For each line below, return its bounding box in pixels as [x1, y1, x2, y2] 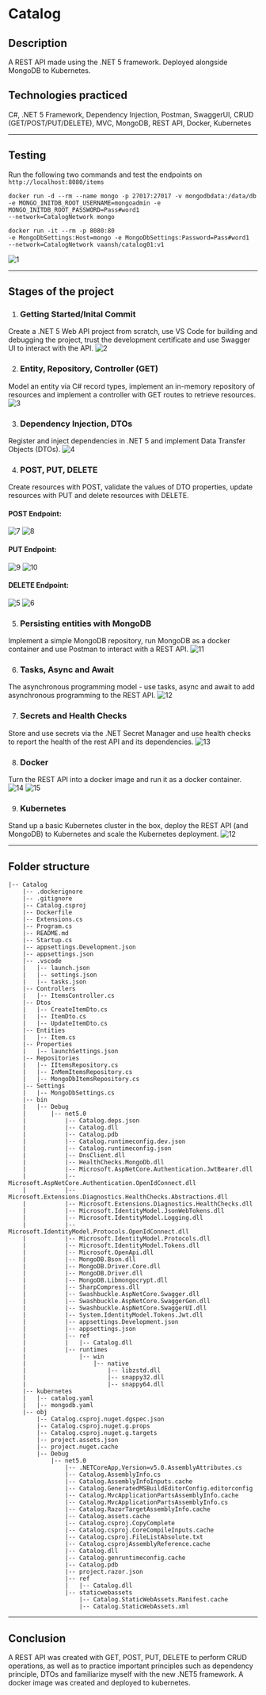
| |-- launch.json [22, 964, 90, 972]
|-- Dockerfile [22, 909, 73, 917]
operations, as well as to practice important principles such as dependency [8, 1661, 253, 1670]
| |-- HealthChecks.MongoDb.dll [22, 1159, 165, 1167]
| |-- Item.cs [22, 1033, 77, 1041]
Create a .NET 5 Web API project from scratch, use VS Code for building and [8, 327, 258, 336]
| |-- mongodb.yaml [22, 1402, 93, 1409]
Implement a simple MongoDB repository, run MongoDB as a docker [8, 636, 231, 646]
